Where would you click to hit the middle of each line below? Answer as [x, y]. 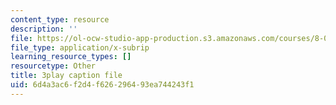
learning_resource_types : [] [71, 57]
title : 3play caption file [66, 76]
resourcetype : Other [53, 66]
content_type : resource [60, 19]
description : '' [44, 29]
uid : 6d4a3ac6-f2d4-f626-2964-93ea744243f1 [102, 85]
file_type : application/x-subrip [80, 47]
